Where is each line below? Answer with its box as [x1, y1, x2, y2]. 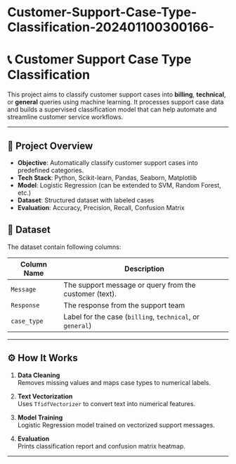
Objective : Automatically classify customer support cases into [17, 158, 198, 166]
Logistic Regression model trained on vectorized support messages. [17, 420, 216, 429]
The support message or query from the [63, 280, 196, 290]
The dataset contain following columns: [7, 243, 122, 251]
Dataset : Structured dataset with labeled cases [17, 195, 155, 204]
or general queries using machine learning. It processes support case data [7, 98, 224, 106]
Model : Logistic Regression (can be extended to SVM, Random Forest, [17, 181, 221, 189]
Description [124, 264, 165, 274]
